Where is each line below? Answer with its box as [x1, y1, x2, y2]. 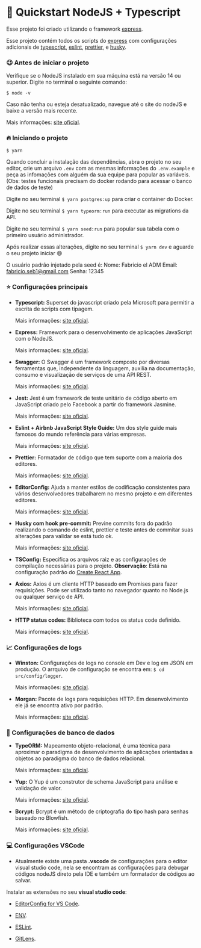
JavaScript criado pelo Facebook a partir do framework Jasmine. [14, 400, 176, 408]
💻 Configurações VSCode [6, 841, 85, 850]
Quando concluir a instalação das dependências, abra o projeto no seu [6, 158, 182, 165]
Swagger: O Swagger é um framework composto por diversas [14, 358, 170, 365]
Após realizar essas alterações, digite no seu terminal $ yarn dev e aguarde [6, 243, 194, 250]
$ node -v [6, 90, 31, 96]
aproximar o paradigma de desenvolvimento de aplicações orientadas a [14, 749, 193, 756]
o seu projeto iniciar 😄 [6, 249, 63, 256]
